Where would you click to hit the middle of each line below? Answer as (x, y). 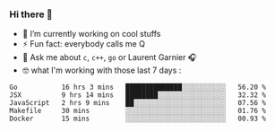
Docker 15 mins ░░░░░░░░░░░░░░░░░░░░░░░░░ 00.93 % (138, 119)
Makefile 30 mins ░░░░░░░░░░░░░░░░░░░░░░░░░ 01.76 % (138, 111)
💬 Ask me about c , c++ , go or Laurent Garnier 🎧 (109, 57)
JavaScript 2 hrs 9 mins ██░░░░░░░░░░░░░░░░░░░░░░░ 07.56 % (138, 103)
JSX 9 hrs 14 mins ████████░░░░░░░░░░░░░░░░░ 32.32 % (138, 95)
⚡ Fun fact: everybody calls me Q (84, 44)
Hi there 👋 (31, 14)
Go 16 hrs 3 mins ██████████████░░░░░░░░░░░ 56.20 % (138, 88)
